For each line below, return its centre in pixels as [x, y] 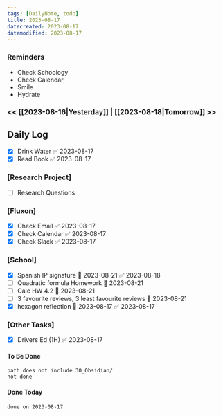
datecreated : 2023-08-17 [43, 26]
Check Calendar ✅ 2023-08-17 [61, 234]
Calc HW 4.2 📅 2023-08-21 [56, 291]
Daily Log [28, 135]
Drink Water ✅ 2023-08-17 [55, 151]
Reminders [26, 57]
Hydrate [29, 94]
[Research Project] [39, 177]
